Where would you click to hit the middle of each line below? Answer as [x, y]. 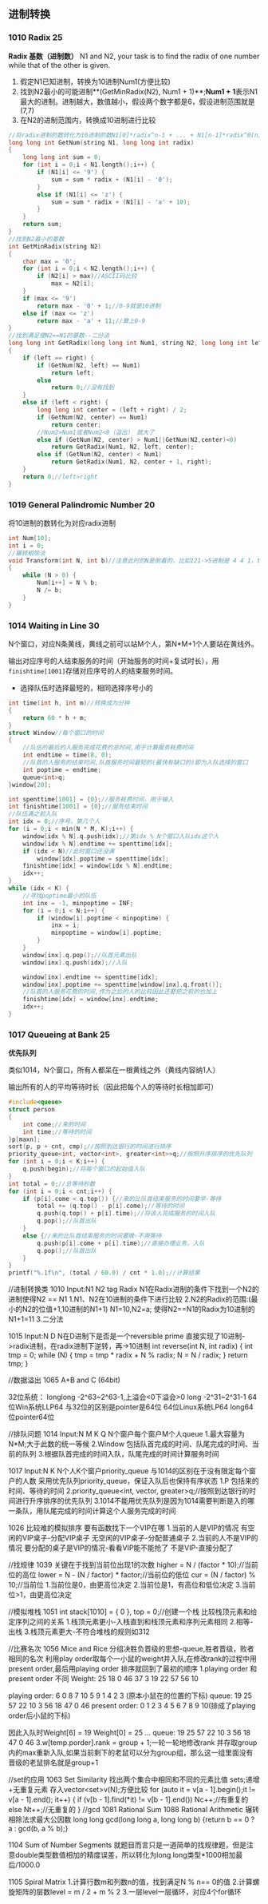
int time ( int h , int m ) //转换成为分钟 [69, 703]
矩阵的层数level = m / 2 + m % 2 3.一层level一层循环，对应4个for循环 [128, 1892]
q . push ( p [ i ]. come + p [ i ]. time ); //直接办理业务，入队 [121, 1243]
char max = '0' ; [50, 261]
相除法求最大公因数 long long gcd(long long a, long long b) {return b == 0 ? [132, 1819]
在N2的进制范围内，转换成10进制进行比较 [88, 120]
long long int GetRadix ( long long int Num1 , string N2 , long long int [128, 343]
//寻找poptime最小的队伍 [60, 896]
